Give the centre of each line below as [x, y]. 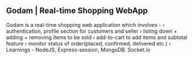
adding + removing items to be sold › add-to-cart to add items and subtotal [97, 37]
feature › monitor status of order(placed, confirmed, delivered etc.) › [89, 43]
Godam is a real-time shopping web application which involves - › [86, 25]
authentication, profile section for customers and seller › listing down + [92, 31]
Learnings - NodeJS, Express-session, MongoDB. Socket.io [78, 50]
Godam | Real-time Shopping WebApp [77, 11]
